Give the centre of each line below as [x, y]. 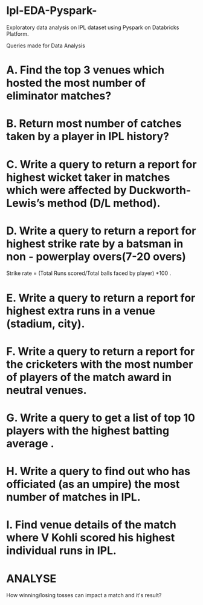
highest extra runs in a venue [81, 311]
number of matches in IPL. [73, 497]
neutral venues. [47, 390]
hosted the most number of [76, 83]
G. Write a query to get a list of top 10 [101, 418]
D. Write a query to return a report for [101, 231]
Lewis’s [26, 203]
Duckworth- [160, 190]
